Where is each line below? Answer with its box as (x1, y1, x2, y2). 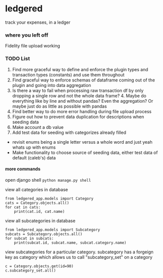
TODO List (5, 55, 31, 62)
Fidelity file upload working (5, 43, 61, 49)
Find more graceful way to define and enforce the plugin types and (12, 66, 149, 72)
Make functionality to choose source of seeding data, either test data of (12, 149, 158, 156)
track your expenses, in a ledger (5, 19, 70, 25)
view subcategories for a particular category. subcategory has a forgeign (5, 249, 154, 255)
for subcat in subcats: (5, 236, 54, 241)
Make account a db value (12, 124, 64, 130)
